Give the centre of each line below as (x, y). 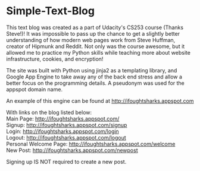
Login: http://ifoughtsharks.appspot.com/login (62, 131)
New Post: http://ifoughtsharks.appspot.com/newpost (72, 150)
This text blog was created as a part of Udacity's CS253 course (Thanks (95, 27)
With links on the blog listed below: (49, 112)
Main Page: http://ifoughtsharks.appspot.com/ (63, 118)
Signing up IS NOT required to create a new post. (66, 161)
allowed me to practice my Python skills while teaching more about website (98, 52)
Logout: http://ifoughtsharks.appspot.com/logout (66, 137)
